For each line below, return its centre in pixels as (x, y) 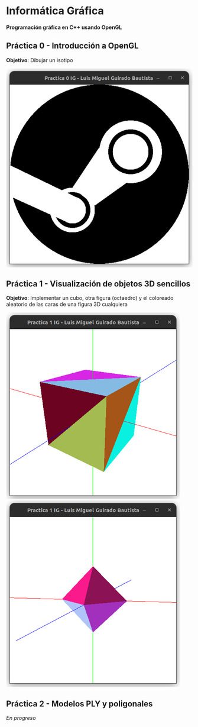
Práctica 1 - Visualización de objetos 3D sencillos (98, 284)
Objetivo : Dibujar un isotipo (40, 60)
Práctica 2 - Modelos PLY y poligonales (79, 704)
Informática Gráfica (55, 11)
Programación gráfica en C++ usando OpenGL (64, 27)
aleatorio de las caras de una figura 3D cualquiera (67, 304)
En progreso (21, 718)
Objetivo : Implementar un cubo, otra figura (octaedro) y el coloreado (90, 298)
